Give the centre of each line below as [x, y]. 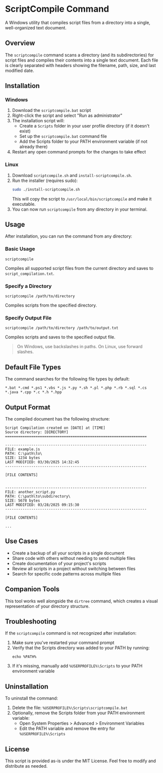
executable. [24, 204]
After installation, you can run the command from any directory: [69, 236]
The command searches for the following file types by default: [67, 379]
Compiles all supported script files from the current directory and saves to [79, 268]
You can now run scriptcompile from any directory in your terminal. [80, 209]
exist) [25, 131]
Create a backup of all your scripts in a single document [68, 553]
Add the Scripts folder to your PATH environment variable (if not [83, 142]
